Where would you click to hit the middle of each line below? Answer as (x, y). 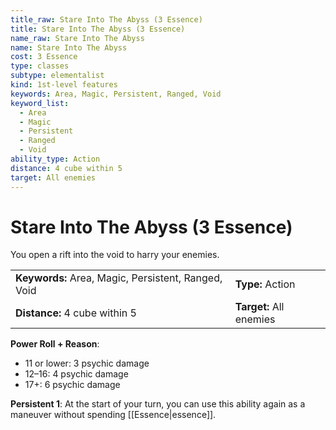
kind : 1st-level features (64, 85)
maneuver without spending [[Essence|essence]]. (113, 415)
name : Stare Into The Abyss (69, 47)
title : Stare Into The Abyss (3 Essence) (98, 29)
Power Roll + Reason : (55, 344)
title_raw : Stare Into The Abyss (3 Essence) (106, 19)
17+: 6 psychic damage (72, 385)
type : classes (40, 66)
